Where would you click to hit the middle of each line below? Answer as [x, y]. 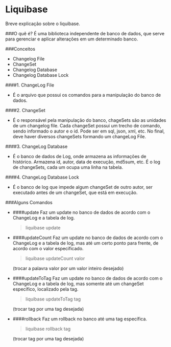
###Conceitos [20, 49]
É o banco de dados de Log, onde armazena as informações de [79, 156]
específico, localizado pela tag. [45, 289]
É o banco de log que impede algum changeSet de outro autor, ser [83, 187]
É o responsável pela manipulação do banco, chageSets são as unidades [89, 120]
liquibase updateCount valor [55, 258]
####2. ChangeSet [26, 110]
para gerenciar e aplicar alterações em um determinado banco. [72, 39]
